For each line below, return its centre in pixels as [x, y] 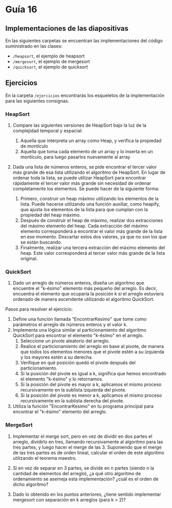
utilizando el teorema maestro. [45, 458]
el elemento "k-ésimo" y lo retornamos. [62, 379]
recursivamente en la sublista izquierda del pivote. [73, 390]
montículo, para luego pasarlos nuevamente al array [75, 157]
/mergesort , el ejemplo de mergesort [51, 62]
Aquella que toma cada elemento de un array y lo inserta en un [87, 152]
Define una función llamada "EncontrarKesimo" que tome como [80, 319]
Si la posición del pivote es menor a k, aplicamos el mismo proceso [91, 395]
